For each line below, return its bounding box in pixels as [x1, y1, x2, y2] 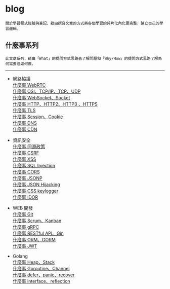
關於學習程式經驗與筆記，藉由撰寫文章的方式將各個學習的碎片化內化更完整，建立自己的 [5, 21, 160, 26]
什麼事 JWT [12, 243, 37, 249]
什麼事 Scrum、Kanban [12, 218, 62, 224]
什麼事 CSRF [12, 150, 39, 156]
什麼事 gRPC [12, 224, 39, 230]
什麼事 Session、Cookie [12, 114, 63, 120]
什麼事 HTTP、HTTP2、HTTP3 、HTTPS [12, 101, 98, 107]
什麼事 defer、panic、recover [12, 272, 75, 278]
